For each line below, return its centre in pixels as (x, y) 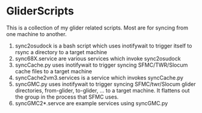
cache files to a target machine (53, 71)
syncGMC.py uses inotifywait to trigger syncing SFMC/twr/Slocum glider (105, 84)
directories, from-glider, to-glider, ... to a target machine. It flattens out (102, 90)
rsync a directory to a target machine (61, 52)
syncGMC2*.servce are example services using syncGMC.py (91, 103)
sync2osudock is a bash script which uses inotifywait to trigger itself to (103, 46)
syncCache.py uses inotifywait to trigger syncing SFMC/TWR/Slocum (101, 65)
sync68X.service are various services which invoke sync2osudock (98, 58)
